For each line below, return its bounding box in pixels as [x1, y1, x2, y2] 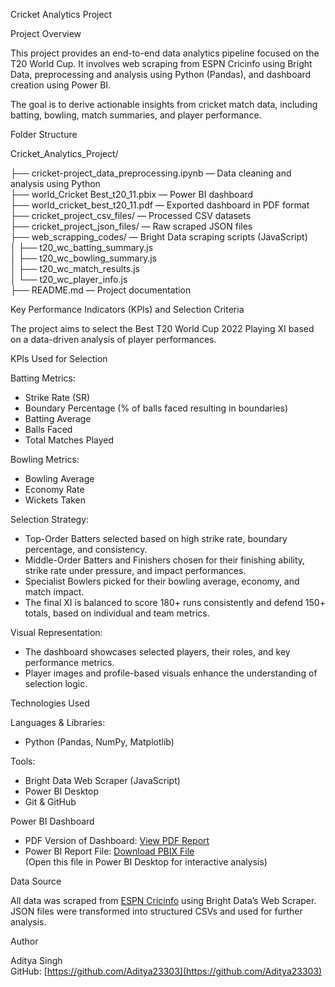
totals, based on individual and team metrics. [24, 607, 210, 619]
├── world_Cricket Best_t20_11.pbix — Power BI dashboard [10, 189, 254, 200]
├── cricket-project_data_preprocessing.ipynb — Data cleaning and [10, 167, 292, 179]
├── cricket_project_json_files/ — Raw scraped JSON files [10, 220, 253, 232]
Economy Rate [24, 484, 85, 495]
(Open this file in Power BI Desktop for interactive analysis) [24, 856, 268, 868]
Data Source [10, 875, 62, 887]
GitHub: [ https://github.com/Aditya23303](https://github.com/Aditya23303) [10, 965, 323, 977]
